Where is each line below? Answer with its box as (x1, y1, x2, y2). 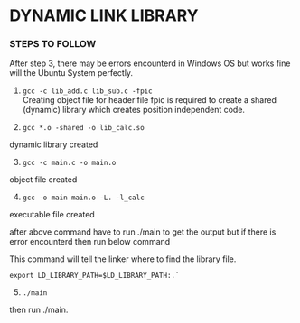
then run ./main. (9, 304, 69, 316)
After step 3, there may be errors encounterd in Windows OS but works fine (9, 58, 291, 69)
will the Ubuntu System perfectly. (9, 68, 134, 78)
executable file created (9, 209, 95, 220)
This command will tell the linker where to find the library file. (9, 254, 237, 264)
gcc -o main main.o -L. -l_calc (22, 193, 145, 203)
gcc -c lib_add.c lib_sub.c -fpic (22, 87, 153, 96)
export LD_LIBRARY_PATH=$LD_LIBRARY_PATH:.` (9, 272, 180, 281)
